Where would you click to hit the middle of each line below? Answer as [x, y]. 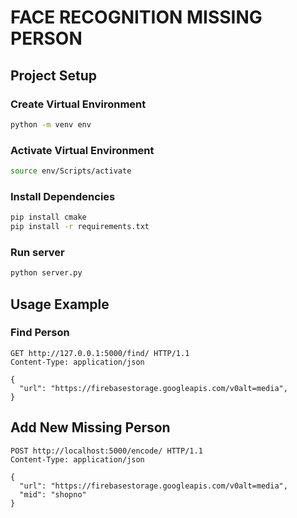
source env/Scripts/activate [71, 171]
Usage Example [60, 304]
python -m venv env [51, 124]
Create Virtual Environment [78, 104]
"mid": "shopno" [53, 494]
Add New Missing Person [90, 427]
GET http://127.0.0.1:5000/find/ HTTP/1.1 [100, 353]
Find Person [40, 333]
